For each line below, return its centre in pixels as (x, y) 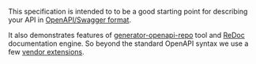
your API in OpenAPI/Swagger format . (70, 20)
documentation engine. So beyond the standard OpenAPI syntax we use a (128, 43)
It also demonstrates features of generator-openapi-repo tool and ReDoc (126, 35)
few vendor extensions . (46, 52)
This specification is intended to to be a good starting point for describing (128, 11)
